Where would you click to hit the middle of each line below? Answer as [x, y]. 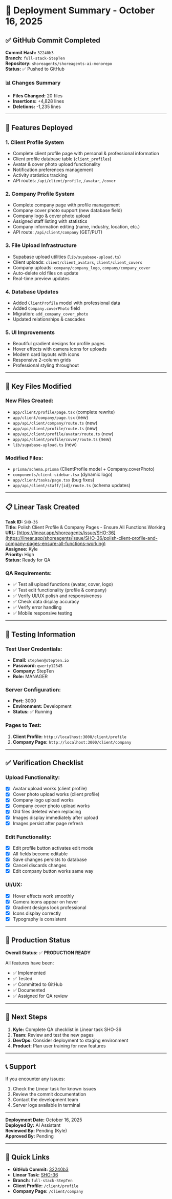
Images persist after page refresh [48, 823]
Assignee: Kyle [21, 549]
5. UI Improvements [30, 332]
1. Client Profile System [35, 142]
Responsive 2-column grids [42, 360]
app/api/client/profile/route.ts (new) [55, 428]
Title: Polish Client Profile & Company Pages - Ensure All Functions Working [85, 527]
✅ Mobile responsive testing [42, 613]
